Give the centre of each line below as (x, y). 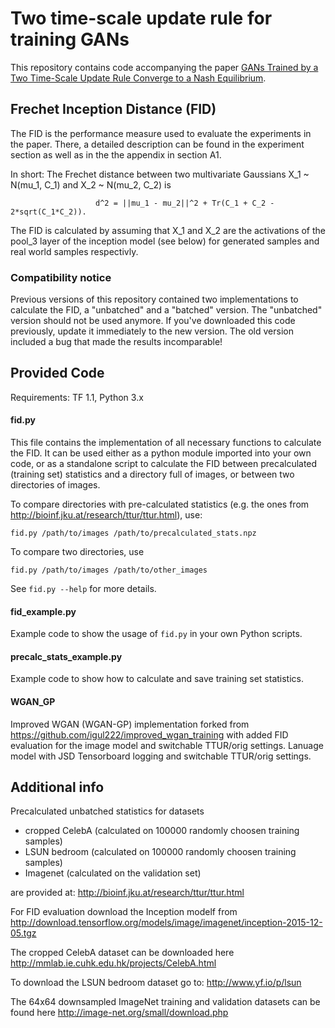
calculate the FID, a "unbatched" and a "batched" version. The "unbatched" (166, 310)
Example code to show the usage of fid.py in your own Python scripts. (156, 634)
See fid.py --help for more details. (83, 589)
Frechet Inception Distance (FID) (113, 109)
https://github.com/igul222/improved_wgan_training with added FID (149, 734)
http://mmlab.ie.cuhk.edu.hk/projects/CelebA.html (113, 963)
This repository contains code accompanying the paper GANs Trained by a (164, 67)
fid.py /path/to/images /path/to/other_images (109, 570)
